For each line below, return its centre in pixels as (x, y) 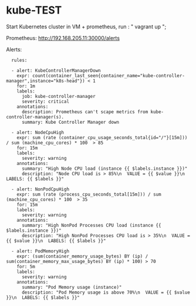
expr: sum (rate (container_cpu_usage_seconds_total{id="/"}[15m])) (102, 137)
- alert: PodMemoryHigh (40, 251)
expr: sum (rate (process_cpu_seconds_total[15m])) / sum (89, 194)
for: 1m (26, 86)
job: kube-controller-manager (58, 96)
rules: (19, 60)
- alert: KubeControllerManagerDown (56, 70)
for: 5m (26, 266)
